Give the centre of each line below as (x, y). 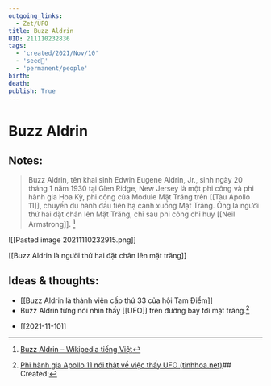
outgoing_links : (35, 16)
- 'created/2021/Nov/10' (57, 53)
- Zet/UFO (32, 23)
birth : (19, 76)
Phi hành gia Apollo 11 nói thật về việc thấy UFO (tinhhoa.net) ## (125, 365)
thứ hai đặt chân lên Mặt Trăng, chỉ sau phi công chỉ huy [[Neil (131, 214)
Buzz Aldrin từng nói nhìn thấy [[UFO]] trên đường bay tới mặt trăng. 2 (135, 309)
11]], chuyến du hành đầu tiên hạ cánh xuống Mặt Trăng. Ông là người (144, 206)
